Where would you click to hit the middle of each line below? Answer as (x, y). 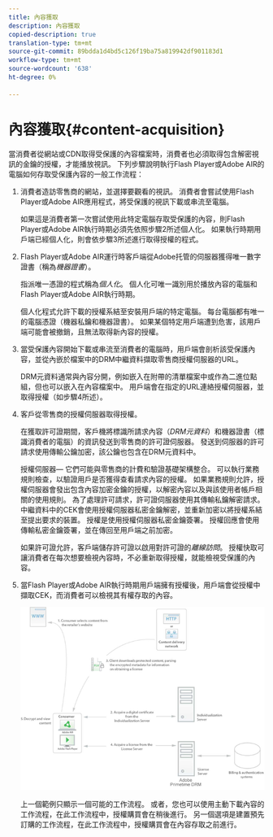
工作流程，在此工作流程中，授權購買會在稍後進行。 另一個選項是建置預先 (142, 814)
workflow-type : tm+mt (45, 60)
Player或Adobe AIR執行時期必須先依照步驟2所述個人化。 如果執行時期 (137, 229)
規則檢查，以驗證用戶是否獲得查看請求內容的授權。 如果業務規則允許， (139, 479)
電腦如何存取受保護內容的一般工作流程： (76, 174)
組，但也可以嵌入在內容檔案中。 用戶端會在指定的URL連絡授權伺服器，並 (142, 386)
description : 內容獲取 (44, 26)
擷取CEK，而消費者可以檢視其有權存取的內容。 (98, 595)
